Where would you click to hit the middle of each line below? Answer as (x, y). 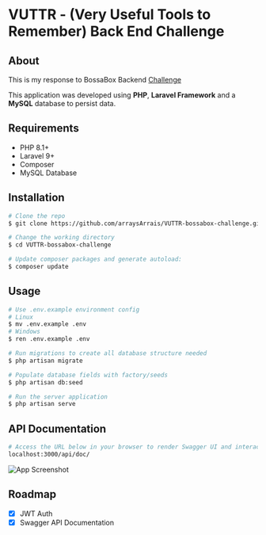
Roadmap (32, 494)
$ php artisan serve (42, 404)
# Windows (25, 332)
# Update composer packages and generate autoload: (95, 259)
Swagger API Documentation (67, 522)
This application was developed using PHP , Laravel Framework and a (122, 95)
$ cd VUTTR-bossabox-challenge (60, 245)
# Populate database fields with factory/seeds (88, 375)
